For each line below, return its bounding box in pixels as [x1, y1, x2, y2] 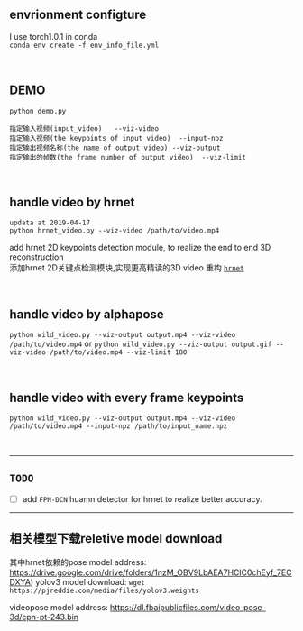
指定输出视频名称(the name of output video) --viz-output [9, 143, 221, 152]
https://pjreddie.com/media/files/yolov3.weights [9, 586, 200, 595]
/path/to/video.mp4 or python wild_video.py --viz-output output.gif [9, 338, 272, 350]
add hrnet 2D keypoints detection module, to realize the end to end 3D [9, 242, 271, 253]
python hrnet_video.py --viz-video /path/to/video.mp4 [9, 226, 220, 235]
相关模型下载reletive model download [9, 531, 223, 546]
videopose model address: [9, 601, 108, 612]
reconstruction [9, 251, 65, 262]
